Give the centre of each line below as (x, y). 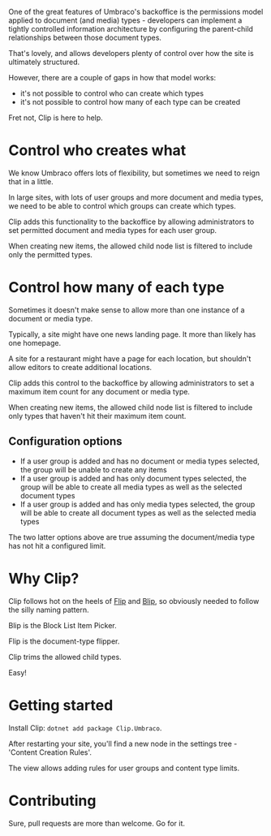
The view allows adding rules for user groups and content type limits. (124, 768)
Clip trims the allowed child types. (65, 657)
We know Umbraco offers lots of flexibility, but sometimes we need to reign (134, 173)
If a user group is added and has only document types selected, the (133, 478)
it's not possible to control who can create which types (112, 93)
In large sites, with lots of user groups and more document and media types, (136, 197)
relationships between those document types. (85, 37)
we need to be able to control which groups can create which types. (123, 205)
